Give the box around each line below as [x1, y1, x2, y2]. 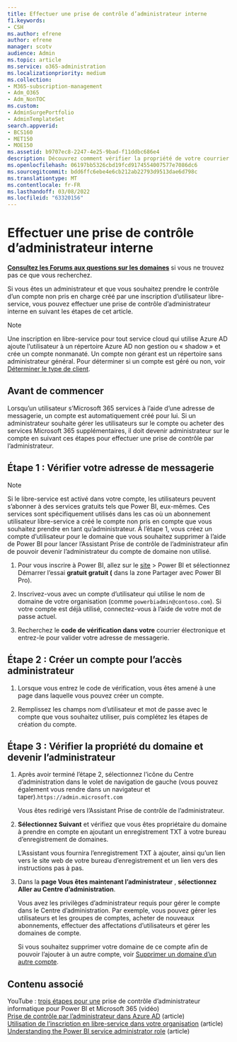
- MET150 [7, 135, 33, 142]
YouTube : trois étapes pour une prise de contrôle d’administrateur [7, 997, 201, 1005]
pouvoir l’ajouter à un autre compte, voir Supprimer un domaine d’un [17, 950, 217, 959]
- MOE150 [7, 142, 33, 149]
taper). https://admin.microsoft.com [17, 793, 123, 801]
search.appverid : [7, 122, 59, 129]
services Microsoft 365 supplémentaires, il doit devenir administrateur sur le [7, 426, 230, 435]
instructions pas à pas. [17, 864, 84, 872]
